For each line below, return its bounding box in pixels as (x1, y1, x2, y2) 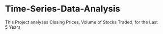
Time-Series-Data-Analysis (5, 3, 120, 14)
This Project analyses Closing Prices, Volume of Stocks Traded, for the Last (5, 19, 158, 25)
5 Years (5, 24, 21, 30)
